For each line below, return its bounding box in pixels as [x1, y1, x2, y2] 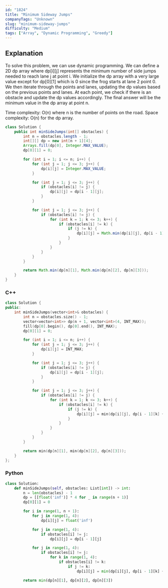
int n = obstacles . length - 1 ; [23, 134, 88, 139]
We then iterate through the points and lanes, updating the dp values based [5, 84, 161, 90]
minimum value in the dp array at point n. [5, 100, 90, 106]
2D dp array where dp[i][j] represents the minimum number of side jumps [5, 68, 156, 74]
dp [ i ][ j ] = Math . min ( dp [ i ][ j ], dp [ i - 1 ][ [76, 231, 166, 236]
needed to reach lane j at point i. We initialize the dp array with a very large [5, 73, 159, 79]
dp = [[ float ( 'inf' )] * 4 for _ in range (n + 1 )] [23, 495, 128, 500]
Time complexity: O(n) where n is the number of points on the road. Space [5, 109, 158, 115]
